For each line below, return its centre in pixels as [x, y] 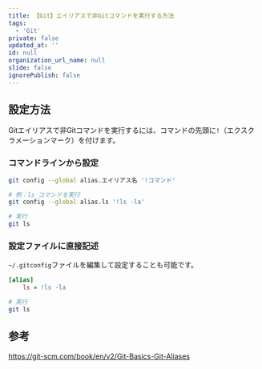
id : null [23, 53]
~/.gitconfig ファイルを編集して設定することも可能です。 [103, 265]
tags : [17, 23]
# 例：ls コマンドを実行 [44, 195]
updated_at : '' [34, 46]
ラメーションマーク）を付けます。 [64, 140]
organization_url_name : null [57, 61]
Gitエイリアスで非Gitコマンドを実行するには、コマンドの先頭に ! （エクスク [131, 130]
